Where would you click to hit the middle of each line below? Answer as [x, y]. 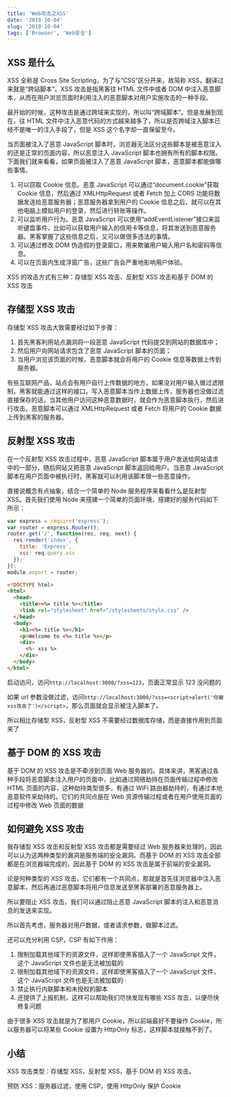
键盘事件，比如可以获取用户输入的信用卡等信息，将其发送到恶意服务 [120, 228]
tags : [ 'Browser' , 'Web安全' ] [49, 33]
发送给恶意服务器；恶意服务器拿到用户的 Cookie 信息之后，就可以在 [119, 202]
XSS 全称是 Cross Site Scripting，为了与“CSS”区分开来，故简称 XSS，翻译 [112, 81]
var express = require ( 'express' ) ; [58, 521]
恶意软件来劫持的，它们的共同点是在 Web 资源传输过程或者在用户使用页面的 [114, 796]
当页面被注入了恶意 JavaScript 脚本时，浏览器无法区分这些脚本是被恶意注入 [114, 144]
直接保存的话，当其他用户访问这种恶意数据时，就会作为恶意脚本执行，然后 [112, 399]
